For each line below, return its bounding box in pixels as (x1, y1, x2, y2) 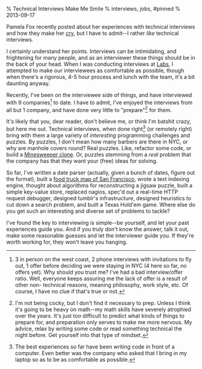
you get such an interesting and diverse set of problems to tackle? (6, 207, 170, 215)
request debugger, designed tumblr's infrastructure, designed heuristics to (6, 194, 191, 201)
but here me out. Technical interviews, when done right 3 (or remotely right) (6, 124, 192, 132)
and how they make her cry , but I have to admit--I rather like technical (6, 30, 179, 37)
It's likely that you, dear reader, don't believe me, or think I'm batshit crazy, (6, 118, 191, 125)
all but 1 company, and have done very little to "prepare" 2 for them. (6, 105, 173, 113)
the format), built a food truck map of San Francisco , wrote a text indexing (6, 175, 189, 183)
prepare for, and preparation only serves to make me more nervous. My (14, 318, 192, 326)
